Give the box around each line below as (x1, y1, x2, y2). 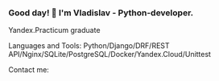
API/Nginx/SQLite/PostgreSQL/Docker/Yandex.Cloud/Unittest (8, 50, 212, 59)
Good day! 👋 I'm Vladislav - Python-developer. (8, 7, 194, 18)
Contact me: (8, 65, 50, 75)
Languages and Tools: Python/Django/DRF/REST (8, 41, 171, 51)
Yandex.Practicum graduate (8, 26, 101, 35)
